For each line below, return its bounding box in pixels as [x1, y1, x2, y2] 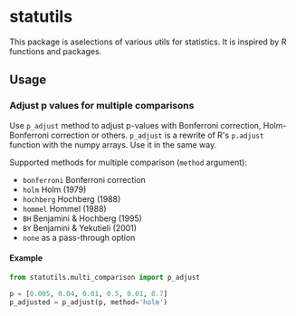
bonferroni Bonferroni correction [22, 174, 147, 185]
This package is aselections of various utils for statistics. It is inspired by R [9, 36, 287, 47]
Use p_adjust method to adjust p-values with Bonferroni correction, [9, 120, 262, 130]
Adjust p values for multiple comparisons [9, 100, 195, 112]
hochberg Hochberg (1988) [22, 193, 121, 205]
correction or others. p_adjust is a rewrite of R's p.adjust [51, 129, 264, 140]
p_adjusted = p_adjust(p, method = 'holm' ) [9, 297, 168, 307]
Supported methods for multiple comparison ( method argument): [9, 157, 247, 168]
